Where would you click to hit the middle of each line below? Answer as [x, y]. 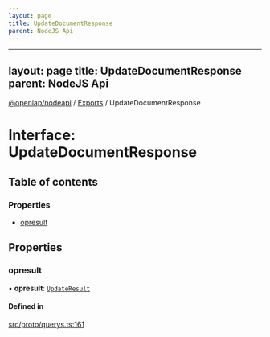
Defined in [26, 306]
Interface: [42, 136]
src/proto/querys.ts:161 [47, 324]
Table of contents [53, 182]
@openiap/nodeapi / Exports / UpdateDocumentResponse [104, 103]
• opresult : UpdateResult [49, 288]
